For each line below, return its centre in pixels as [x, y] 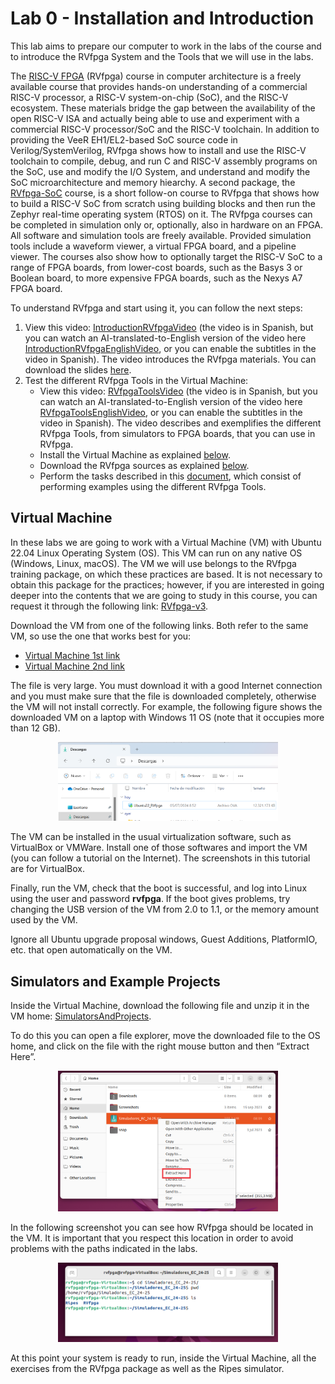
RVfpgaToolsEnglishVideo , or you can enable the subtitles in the [171, 412]
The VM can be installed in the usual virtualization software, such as [151, 837]
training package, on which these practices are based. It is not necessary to [166, 574]
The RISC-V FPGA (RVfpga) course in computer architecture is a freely [156, 76]
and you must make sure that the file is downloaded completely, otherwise [163, 696]
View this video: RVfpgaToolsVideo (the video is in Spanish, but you [178, 391]
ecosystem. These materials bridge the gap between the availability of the [163, 108]
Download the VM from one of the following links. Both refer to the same [159, 625]
